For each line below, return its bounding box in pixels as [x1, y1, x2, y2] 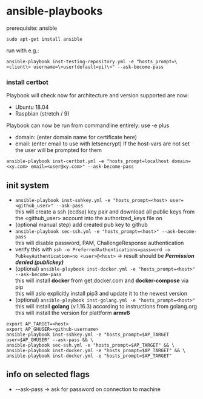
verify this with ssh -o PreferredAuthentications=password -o [15, 246, 171, 253]
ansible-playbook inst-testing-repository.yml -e [6, 58, 135, 64]
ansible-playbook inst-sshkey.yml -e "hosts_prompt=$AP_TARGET [6, 331, 170, 338]
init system [6, 180, 50, 190]
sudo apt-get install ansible [6, 36, 83, 42]
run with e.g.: [6, 47, 39, 54]
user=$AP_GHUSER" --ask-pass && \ [6, 337, 94, 343]
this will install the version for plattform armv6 [15, 309, 130, 317]
